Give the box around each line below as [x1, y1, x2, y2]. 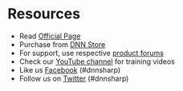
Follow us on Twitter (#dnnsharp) [18, 73, 129, 83]
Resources [7, 5, 81, 23]
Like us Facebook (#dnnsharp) [18, 65, 121, 74]
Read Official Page [18, 31, 81, 41]
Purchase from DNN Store [18, 39, 106, 49]
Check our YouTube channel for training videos [18, 57, 176, 66]
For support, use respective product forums [18, 48, 164, 57]
